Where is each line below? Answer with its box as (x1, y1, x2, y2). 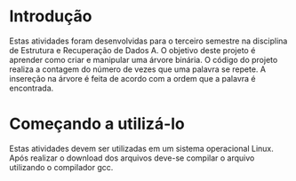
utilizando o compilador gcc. (9, 161, 114, 172)
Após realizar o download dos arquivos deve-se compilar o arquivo (9, 153, 255, 163)
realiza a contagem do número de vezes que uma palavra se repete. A (9, 64, 267, 75)
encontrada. (9, 83, 54, 93)
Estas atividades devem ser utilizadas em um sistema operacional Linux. (9, 143, 274, 153)
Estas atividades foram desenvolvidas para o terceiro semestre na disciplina (9, 35, 288, 46)
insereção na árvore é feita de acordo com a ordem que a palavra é (9, 73, 256, 83)
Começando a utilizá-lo (9, 114, 185, 134)
